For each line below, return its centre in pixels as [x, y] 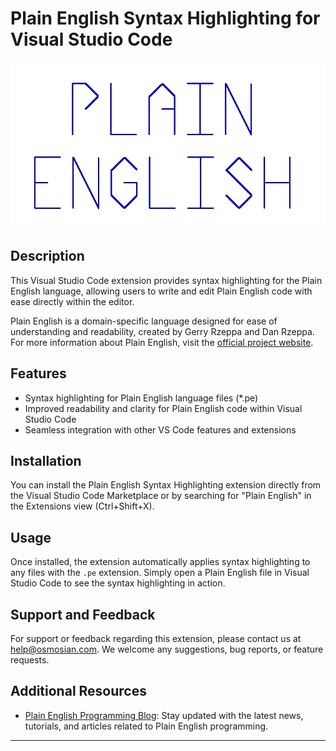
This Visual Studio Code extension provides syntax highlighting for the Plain [166, 280]
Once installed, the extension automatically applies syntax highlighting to [160, 562]
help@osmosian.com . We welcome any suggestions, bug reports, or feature [167, 649]
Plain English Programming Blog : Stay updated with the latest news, [164, 715]
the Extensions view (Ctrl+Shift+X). [82, 506]
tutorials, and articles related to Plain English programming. [146, 726]
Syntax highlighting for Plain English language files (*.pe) [141, 398]
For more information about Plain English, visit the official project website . [162, 342]
